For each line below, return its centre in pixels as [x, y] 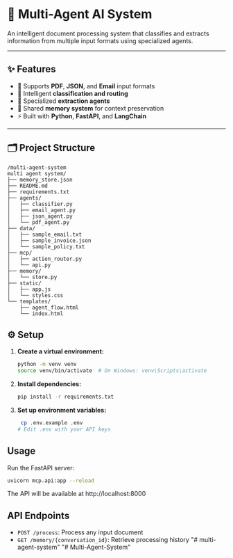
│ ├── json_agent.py [40, 216]
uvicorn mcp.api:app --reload [51, 480]
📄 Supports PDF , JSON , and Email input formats [86, 86]
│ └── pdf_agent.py [38, 222]
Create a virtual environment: [60, 351]
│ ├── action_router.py [44, 259]
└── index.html [42, 313]
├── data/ [21, 228]
